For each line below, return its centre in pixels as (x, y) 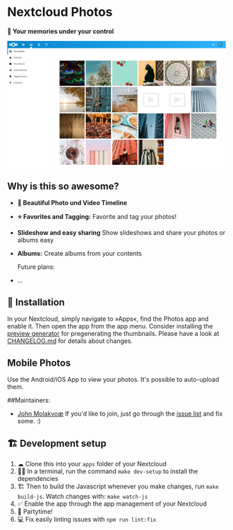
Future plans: (36, 267)
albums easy (35, 240)
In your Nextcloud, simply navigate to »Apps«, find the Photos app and (108, 319)
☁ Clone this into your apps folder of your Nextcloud (92, 463)
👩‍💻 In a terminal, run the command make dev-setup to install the (107, 471)
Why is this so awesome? (63, 186)
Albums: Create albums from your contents (79, 254)
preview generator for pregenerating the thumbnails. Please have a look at (113, 334)
